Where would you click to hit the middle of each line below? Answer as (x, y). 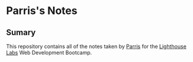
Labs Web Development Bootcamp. (49, 53)
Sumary (21, 32)
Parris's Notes (42, 11)
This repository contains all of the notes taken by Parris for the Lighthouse (97, 46)
